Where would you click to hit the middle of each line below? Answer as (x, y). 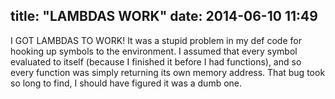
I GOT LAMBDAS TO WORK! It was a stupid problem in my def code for (156, 40)
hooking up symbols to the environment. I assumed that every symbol (154, 51)
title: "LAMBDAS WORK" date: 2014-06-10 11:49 (164, 16)
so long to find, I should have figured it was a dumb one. (126, 83)
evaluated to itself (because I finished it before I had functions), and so (156, 61)
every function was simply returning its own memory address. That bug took (168, 72)
